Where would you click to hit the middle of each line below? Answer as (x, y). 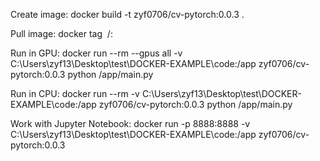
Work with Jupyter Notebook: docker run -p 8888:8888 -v (130, 123)
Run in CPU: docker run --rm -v (75, 93)
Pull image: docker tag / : (61, 33)
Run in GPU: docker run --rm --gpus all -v (96, 53)
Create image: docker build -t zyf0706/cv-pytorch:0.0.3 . (127, 14)
